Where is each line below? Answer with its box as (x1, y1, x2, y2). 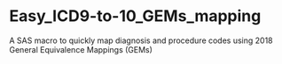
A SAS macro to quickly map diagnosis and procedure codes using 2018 (9, 35, 273, 46)
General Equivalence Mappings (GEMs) (9, 44, 153, 54)
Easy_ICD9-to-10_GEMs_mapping (9, 6, 262, 26)
